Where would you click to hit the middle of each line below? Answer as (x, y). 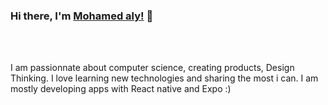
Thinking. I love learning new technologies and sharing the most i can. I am (164, 78)
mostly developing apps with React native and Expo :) (121, 89)
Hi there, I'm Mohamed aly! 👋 (82, 16)
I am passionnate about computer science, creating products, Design (152, 68)
